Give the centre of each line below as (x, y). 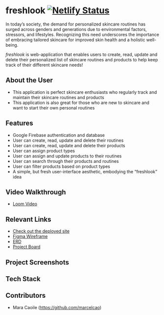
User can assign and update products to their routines (67, 156)
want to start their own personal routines (54, 107)
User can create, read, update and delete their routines (68, 140)
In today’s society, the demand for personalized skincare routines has (76, 24)
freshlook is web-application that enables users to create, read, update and (82, 54)
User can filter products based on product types (61, 166)
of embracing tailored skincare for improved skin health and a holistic (75, 40)
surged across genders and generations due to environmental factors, (76, 29)
